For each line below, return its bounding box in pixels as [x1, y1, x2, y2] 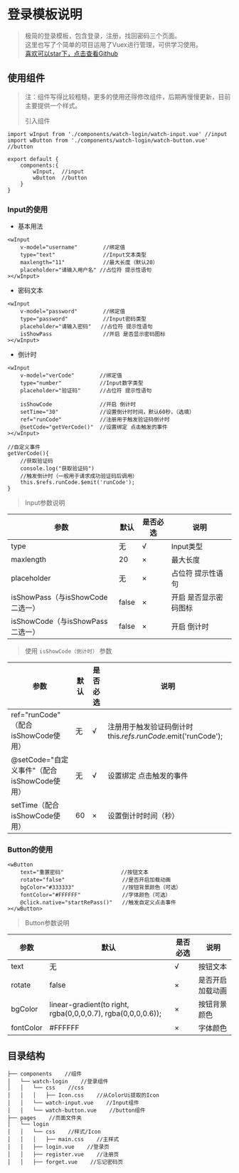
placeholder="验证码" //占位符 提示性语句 [20, 387, 152, 395]
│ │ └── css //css [7, 1084, 84, 1092]
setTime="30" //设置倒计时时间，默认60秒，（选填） [20, 409, 195, 416]
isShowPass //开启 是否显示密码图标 [20, 330, 166, 338]
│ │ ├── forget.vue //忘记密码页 [7, 1159, 123, 1166]
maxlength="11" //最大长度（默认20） [20, 259, 159, 266]
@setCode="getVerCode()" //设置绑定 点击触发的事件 [20, 424, 168, 431]
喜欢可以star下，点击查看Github [24, 49, 119, 58]
